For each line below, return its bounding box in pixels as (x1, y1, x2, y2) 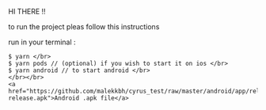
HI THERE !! (8, 7, 46, 16)
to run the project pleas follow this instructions (8, 22, 160, 31)
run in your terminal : (8, 37, 77, 47)
